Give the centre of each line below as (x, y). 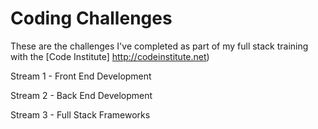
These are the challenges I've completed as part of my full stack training (159, 46)
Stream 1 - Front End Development (81, 76)
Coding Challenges (91, 18)
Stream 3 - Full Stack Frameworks (80, 114)
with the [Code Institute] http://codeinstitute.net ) (110, 56)
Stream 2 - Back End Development (81, 95)
